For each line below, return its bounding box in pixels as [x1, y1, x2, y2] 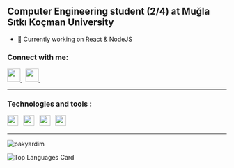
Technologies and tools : [7, 99, 93, 109]
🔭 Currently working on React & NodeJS [17, 35, 132, 43]
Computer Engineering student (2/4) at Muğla [7, 6, 210, 17]
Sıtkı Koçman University [7, 17, 114, 29]
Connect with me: [7, 52, 69, 62]
